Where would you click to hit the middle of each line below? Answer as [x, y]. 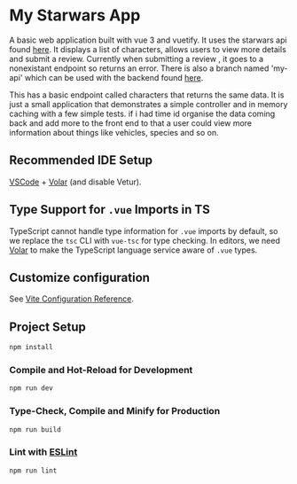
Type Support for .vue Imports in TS [109, 210]
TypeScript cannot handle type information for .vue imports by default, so [144, 230]
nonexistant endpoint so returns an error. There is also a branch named [139, 68]
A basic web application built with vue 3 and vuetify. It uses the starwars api [148, 40]
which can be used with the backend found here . [114, 77]
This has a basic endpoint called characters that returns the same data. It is [147, 95]
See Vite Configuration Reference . [72, 299]
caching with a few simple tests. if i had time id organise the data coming [142, 113]
